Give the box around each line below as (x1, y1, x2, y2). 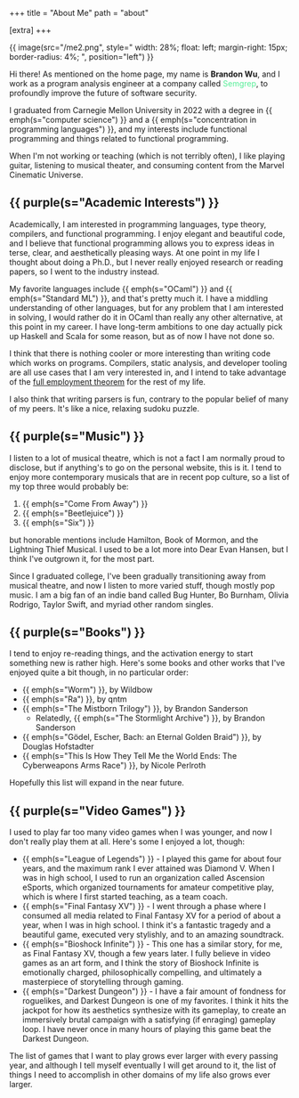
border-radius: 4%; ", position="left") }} (9, 52, 154, 61)
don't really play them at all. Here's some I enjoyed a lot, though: (9, 836, 246, 847)
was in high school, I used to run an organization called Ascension (21, 873, 265, 883)
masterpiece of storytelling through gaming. (21, 977, 184, 988)
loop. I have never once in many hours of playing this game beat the (21, 1024, 271, 1035)
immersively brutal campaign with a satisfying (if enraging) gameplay (21, 1014, 276, 1025)
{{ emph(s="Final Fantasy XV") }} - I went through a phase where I (21, 901, 267, 912)
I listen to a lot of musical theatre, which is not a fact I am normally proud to (9, 452, 286, 463)
